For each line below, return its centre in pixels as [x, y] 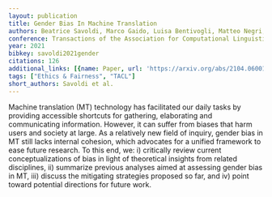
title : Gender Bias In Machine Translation [83, 24]
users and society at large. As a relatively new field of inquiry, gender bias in [136, 133]
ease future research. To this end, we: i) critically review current [115, 150]
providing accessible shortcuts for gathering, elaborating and [110, 115]
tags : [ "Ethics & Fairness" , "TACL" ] [72, 76]
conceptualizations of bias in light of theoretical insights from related [123, 158]
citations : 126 [34, 62]
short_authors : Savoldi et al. [61, 84]
